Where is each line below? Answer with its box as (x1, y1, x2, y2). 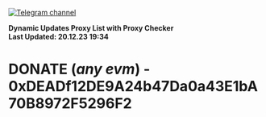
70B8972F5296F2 (8, 94, 132, 113)
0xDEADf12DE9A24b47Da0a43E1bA (8, 77, 258, 96)
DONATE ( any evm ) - (8, 61, 151, 78)
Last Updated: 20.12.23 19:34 (8, 32, 109, 41)
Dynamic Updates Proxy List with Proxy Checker (8, 23, 174, 32)
